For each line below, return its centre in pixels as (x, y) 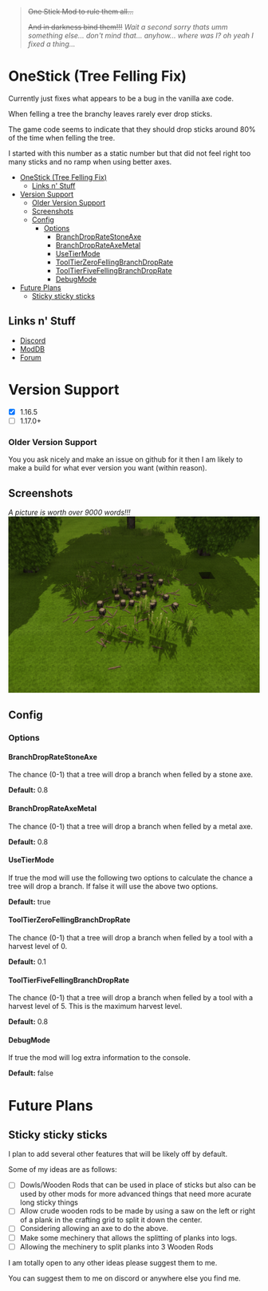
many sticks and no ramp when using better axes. (90, 161)
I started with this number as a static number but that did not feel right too (130, 153)
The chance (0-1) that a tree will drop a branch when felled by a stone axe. (131, 775)
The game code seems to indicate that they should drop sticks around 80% (132, 129)
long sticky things (49, 1202)
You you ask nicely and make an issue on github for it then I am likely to (126, 459)
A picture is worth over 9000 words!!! (69, 512)
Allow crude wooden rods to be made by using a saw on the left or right (138, 1211)
